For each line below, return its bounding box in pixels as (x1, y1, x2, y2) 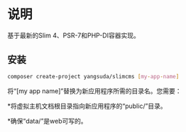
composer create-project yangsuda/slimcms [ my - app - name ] (7, 73, 180, 80)
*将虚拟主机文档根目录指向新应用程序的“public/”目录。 (7, 102, 167, 110)
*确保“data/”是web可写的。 (7, 116, 87, 125)
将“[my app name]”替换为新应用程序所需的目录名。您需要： (7, 86, 182, 95)
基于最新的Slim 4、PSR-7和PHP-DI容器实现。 (7, 31, 140, 40)
